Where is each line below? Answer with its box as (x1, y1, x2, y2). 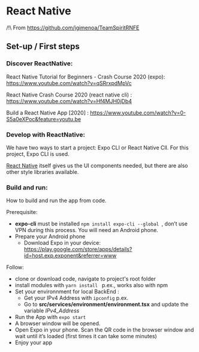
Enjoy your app (14, 339, 53, 346)
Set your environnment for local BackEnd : (14, 288, 120, 295)
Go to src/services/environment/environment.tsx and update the (23, 301, 189, 308)
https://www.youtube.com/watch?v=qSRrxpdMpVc (6, 79, 132, 86)
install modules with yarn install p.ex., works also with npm (14, 282, 168, 289)
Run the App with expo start (14, 314, 86, 321)
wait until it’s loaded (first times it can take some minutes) (14, 333, 157, 340)
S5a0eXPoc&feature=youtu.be (6, 115, 82, 122)
